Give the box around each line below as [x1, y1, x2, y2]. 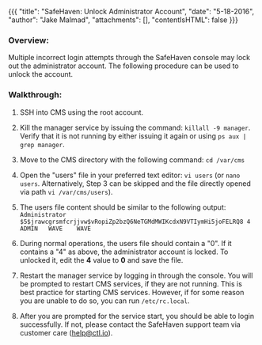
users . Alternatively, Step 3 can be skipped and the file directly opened [19, 178, 252, 188]
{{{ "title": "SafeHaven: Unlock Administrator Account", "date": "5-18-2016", [8, 7, 255, 16]
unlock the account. [8, 70, 74, 79]
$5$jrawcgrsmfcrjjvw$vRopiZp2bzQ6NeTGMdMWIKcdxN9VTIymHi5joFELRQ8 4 [19, 218, 251, 226]
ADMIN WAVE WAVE [19, 225, 91, 233]
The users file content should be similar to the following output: [19, 202, 226, 212]
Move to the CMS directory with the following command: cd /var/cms [19, 154, 245, 165]
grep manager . [19, 139, 65, 149]
